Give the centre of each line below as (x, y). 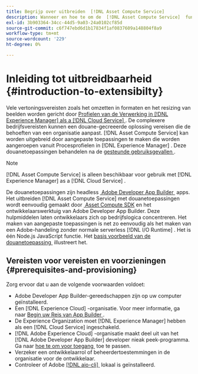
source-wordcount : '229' (37, 39)
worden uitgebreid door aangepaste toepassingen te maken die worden (93, 139)
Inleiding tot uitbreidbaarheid (79, 79)
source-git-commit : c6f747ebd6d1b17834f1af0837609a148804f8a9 (84, 28)
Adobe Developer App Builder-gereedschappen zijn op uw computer (98, 296)
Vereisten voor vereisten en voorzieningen (86, 261)
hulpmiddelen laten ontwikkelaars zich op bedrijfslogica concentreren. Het (96, 217)
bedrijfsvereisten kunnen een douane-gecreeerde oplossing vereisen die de (98, 126)
